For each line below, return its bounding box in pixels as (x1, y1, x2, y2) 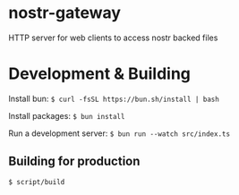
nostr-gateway (8, 3, 122, 23)
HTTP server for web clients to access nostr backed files (8, 32, 218, 43)
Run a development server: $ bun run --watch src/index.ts (8, 128, 230, 139)
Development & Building (8, 64, 192, 84)
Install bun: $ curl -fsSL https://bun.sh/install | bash (8, 93, 220, 104)
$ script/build (8, 177, 65, 186)
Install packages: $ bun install (8, 110, 125, 121)
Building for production (8, 154, 141, 169)
